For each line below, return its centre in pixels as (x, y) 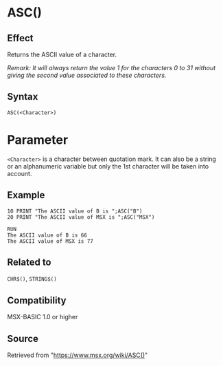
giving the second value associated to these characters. (87, 75)
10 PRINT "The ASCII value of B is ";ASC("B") (75, 211)
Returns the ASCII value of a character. (62, 54)
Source (23, 338)
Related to (29, 262)
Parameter (38, 140)
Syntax (23, 97)
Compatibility (37, 300)
